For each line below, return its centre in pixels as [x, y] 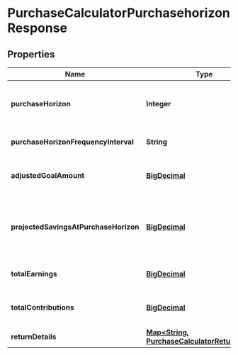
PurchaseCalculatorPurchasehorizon [119, 13]
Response [38, 28]
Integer [159, 104]
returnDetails [34, 337]
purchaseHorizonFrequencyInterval [73, 142]
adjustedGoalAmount [48, 175]
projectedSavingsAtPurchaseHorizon [75, 227]
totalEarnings [34, 274]
